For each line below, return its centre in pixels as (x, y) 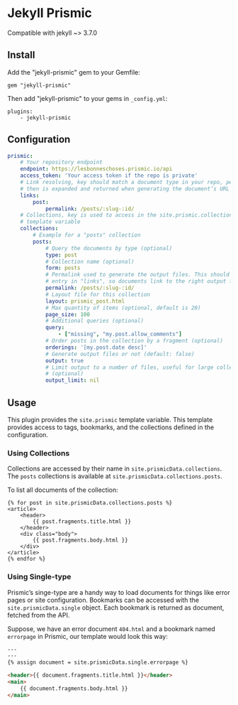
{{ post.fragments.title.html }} (82, 522)
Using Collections (39, 453)
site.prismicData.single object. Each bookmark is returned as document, (116, 607)
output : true (64, 360)
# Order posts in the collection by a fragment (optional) (134, 341)
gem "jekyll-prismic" (39, 85)
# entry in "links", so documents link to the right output (136, 281)
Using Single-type (39, 577)
